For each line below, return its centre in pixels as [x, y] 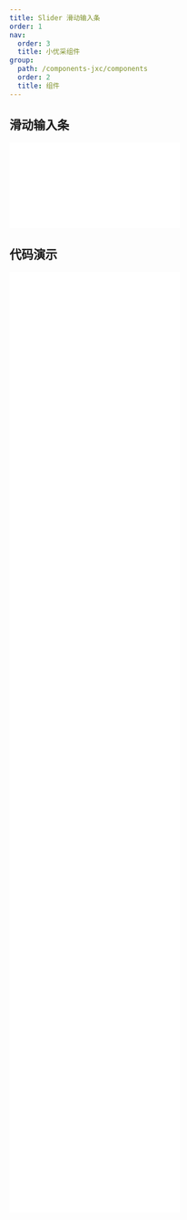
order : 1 [26, 26]
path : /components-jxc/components [83, 69]
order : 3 [34, 43]
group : [22, 60]
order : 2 [34, 78]
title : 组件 [39, 86]
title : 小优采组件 [49, 52]
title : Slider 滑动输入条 [55, 18]
